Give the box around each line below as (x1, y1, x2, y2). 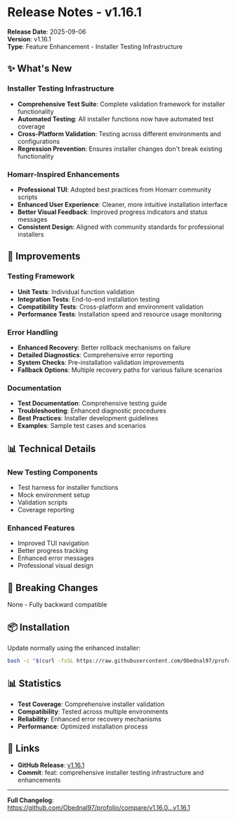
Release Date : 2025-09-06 (7, 27, 86, 36)
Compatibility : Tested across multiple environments (17, 707, 169, 716)
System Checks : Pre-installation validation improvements (17, 358, 185, 366)
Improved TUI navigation (17, 539, 89, 547)
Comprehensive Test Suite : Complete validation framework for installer (17, 100, 225, 108)
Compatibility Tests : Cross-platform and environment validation (17, 302, 204, 311)
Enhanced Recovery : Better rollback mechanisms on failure (17, 343, 191, 352)
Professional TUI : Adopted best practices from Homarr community (17, 185, 212, 194)
